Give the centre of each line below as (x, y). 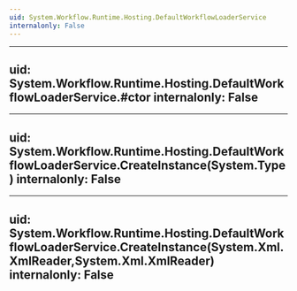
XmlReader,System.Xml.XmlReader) (112, 260)
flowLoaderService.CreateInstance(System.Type (148, 165)
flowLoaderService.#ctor (80, 97)
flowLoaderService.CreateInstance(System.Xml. (147, 247)
